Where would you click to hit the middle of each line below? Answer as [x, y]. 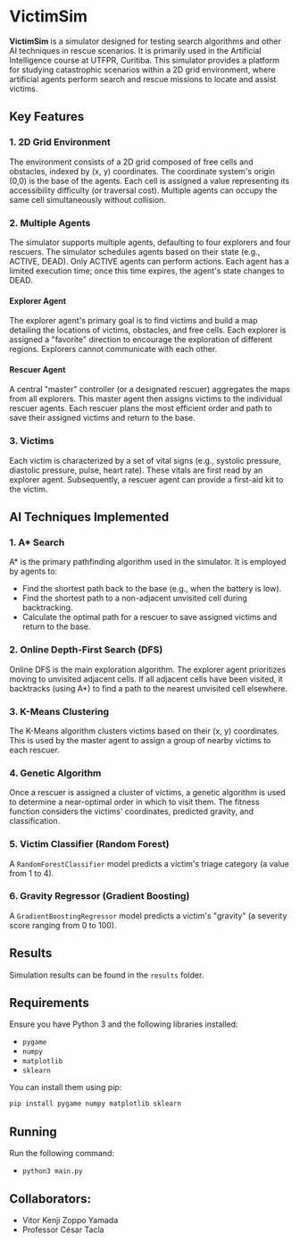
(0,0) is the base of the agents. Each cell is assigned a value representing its [150, 180]
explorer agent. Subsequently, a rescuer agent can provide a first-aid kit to [146, 479]
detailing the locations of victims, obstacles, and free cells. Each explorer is [148, 330]
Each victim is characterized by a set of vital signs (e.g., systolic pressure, [146, 460]
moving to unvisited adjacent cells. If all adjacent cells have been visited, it [146, 679]
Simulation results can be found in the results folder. [107, 975]
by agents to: [33, 571]
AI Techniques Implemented [89, 517]
